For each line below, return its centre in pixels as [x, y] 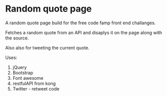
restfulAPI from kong [34, 83]
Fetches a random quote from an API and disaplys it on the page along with [84, 32]
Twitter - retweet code [36, 88]
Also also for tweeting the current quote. [47, 47]
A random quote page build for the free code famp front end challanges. [80, 23]
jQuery [19, 67]
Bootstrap [23, 73]
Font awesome [28, 78]
